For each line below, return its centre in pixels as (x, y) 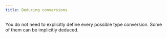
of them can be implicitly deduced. (42, 30)
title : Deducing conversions (36, 10)
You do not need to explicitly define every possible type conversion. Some (84, 24)
